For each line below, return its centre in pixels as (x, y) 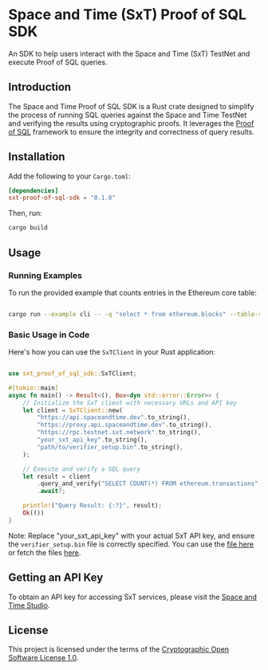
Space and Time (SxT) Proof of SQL (128, 15)
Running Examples (45, 275)
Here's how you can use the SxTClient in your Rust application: (112, 352)
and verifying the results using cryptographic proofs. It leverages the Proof (131, 123)
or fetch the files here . (45, 552)
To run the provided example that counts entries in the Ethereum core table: (133, 292)
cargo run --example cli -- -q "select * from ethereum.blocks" (117, 314)
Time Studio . (29, 605)
